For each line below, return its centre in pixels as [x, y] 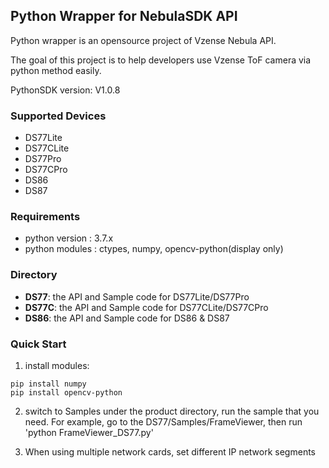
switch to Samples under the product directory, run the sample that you [172, 411]
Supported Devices [58, 116]
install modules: [57, 365]
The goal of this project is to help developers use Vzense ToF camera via [161, 60]
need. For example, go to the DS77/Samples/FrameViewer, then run [163, 422]
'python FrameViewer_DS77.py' [89, 432]
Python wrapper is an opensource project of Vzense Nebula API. [143, 40]
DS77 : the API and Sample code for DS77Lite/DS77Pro [137, 296]
